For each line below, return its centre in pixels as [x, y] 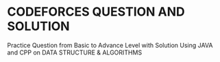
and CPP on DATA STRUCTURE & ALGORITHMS [75, 52]
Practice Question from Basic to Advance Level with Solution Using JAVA [110, 45]
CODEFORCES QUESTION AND [96, 12]
